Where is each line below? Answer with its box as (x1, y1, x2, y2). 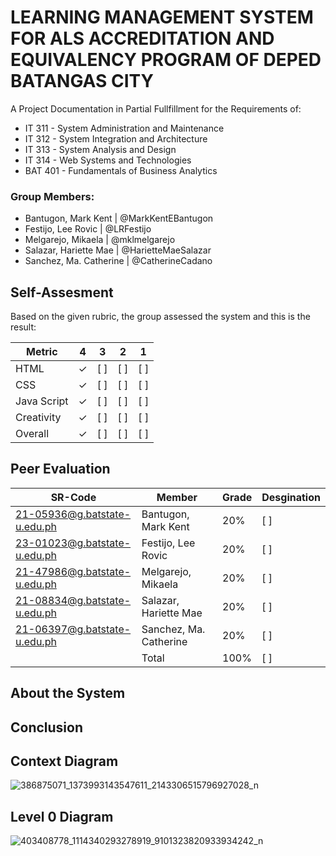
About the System (10, 685, 126, 702)
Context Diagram (10, 753, 119, 770)
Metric (25, 345, 58, 359)
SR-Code (50, 490, 97, 504)
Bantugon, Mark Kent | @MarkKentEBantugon (24, 212, 214, 225)
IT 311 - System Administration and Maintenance (24, 122, 225, 134)
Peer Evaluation (10, 461, 111, 478)
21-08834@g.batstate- (15, 593, 132, 607)
